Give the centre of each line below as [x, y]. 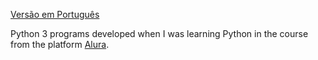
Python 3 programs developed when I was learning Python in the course [159, 33]
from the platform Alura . [60, 44]
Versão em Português [55, 14]
